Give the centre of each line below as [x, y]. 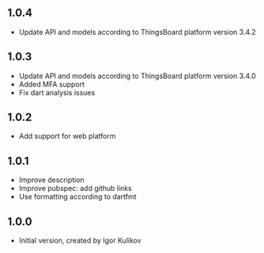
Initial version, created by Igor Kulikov [80, 240]
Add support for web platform [67, 136]
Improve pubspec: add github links [75, 188]
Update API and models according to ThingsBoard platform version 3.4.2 [137, 32]
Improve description [51, 180]
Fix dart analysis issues [57, 92]
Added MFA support [51, 84]
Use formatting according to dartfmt [77, 197]
